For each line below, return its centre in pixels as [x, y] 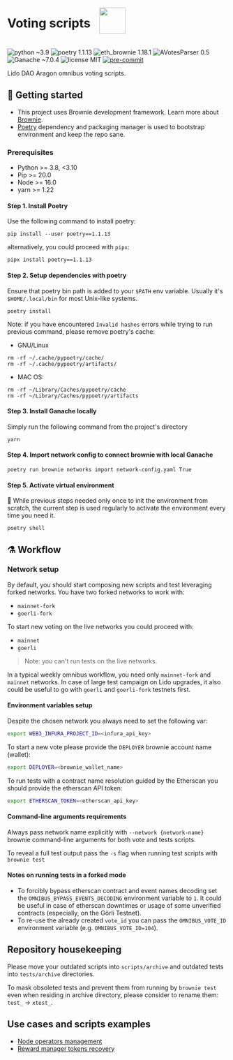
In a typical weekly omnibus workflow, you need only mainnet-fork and [109, 675]
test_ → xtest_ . [30, 1002]
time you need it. [31, 515]
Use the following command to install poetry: [72, 221]
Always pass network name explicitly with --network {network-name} [106, 832]
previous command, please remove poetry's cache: [81, 331]
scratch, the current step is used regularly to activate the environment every [116, 508]
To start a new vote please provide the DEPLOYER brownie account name [110, 747]
